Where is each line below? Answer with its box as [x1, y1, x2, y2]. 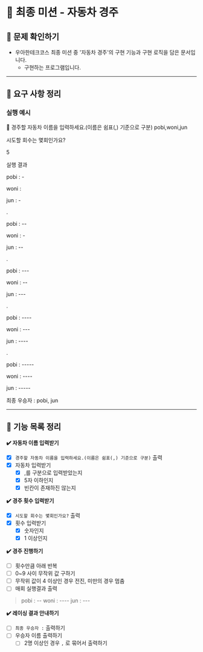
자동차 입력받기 [14, 461, 51, 469]
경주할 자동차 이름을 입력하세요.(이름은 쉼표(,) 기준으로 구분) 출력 [14, 453, 163, 461]
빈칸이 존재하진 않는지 [24, 484, 77, 491]
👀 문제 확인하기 [6, 31, 59, 42]
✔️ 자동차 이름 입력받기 [6, 439, 59, 446]
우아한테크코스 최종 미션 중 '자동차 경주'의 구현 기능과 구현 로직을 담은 [14, 49, 179, 56]
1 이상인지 [24, 535, 48, 542]
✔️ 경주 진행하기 [6, 547, 43, 555]
